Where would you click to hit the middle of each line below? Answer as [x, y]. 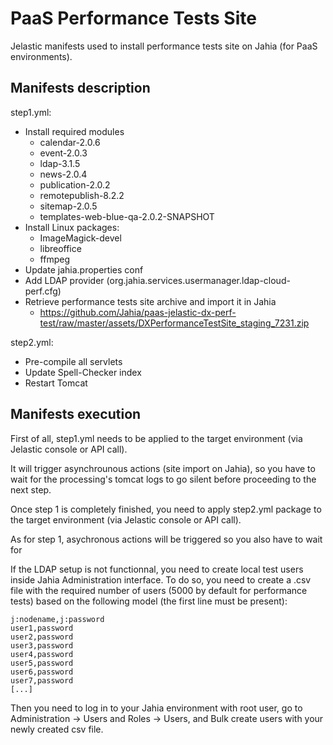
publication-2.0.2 [75, 184]
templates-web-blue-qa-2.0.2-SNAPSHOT [127, 216]
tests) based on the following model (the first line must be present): [149, 601]
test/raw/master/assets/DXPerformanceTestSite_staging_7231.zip [174, 323]
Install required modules [74, 131]
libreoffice [60, 248]
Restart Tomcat [56, 383]
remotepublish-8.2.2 [82, 195]
